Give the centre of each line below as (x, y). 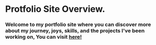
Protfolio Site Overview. (55, 9)
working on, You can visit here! (43, 37)
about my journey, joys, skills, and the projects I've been (75, 31)
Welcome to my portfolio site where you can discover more (78, 25)
